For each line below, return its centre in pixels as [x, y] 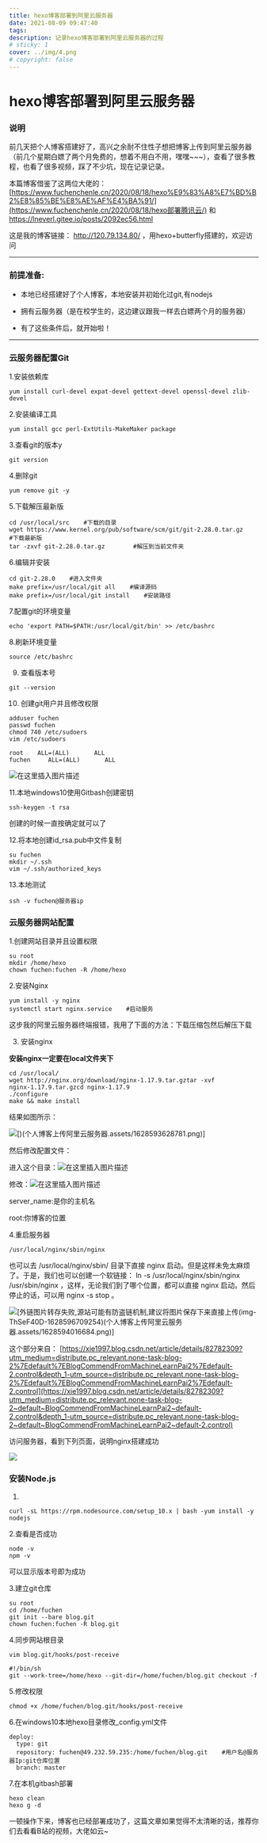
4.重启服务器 [30, 1235]
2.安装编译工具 [33, 414]
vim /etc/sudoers [38, 739]
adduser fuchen [34, 718]
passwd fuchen [32, 725]
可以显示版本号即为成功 [47, 1571]
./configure [29, 1094]
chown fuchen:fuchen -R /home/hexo [68, 970]
